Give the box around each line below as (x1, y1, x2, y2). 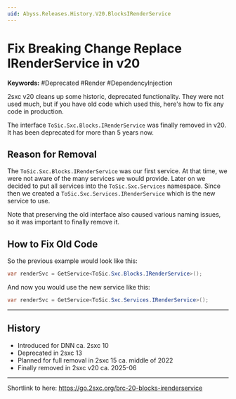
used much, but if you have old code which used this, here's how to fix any (7, 100, 224, 108)
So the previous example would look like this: (7, 257, 138, 265)
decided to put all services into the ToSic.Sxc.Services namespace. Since (7, 182, 221, 190)
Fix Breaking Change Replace (7, 40, 183, 56)
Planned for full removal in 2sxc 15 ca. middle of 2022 (17, 356, 173, 365)
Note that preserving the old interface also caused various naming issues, (7, 210, 221, 219)
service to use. (7, 197, 51, 205)
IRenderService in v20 (7, 55, 140, 71)
